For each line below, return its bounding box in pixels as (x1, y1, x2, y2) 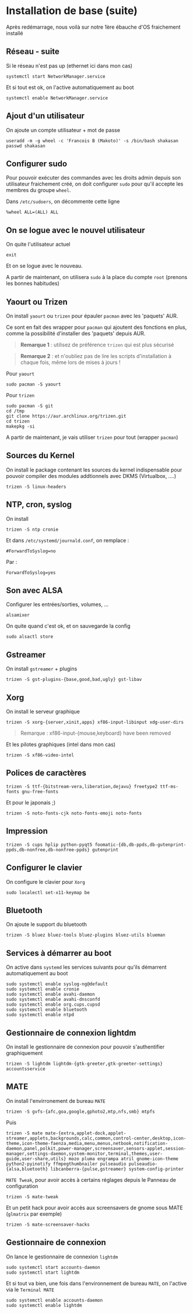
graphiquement (6, 1049, 43, 1057)
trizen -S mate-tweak (6, 1193, 59, 1200)
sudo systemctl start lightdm (6, 1270, 80, 1275)
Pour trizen (6, 392, 35, 398)
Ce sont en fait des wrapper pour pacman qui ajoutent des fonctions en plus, (6, 324, 187, 331)
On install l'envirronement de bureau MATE (6, 1097, 106, 1104)
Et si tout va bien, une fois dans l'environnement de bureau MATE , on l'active (6, 1279, 187, 1287)
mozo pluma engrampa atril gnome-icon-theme (68, 1155, 179, 1162)
